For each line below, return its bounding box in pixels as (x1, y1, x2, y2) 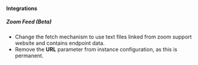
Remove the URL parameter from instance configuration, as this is (14, 45, 178, 53)
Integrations (6, 5, 38, 12)
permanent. (14, 52, 44, 59)
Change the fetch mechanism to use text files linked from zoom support (14, 33, 192, 40)
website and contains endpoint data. (14, 39, 105, 47)
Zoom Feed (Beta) (6, 18, 52, 25)
